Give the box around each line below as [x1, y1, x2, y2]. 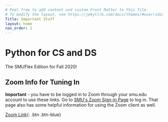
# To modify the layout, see [5, 12, 66, 17]
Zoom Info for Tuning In [5, 78, 80, 87]
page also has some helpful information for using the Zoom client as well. [5, 102, 156, 108]
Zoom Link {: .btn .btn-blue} [5, 112, 61, 118]
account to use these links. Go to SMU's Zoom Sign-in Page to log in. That [5, 97, 158, 103]
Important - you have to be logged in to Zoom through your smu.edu [5, 91, 147, 97]
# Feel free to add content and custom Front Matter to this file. [5, 7, 149, 12]
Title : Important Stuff [5, 16, 55, 21]
